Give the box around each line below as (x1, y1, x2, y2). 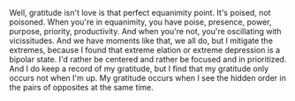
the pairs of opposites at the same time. (9, 83, 155, 92)
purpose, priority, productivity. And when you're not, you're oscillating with (9, 26, 282, 36)
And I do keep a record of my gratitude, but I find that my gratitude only (9, 63, 269, 74)
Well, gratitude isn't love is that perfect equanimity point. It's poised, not (9, 8, 271, 18)
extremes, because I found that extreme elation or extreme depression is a (9, 45, 281, 55)
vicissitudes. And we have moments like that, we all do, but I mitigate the (9, 35, 274, 46)
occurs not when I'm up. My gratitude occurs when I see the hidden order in (9, 73, 287, 83)
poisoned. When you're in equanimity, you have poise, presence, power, (9, 17, 272, 27)
